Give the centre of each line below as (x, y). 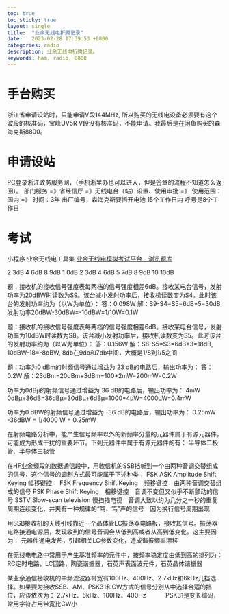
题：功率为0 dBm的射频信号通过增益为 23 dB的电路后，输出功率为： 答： (110, 367)
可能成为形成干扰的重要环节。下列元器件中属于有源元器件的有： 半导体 (107, 442)
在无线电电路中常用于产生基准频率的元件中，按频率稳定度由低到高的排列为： (115, 555)
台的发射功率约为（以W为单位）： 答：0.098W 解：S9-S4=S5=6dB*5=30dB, (114, 303)
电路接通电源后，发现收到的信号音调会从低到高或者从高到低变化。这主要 (109, 532)
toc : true (21, 13)
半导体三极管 (37, 451)
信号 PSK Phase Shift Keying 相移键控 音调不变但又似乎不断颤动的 (116, 491)
